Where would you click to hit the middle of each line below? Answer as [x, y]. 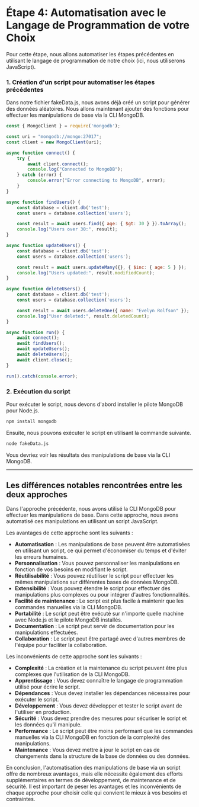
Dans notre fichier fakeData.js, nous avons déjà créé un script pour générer [98, 103]
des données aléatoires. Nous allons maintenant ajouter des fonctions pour [98, 109]
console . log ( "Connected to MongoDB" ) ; [75, 169]
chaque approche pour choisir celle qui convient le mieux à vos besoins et [97, 793]
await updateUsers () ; [43, 349]
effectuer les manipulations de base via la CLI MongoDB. [76, 115]
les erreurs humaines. [41, 557]
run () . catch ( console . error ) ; [42, 376]
